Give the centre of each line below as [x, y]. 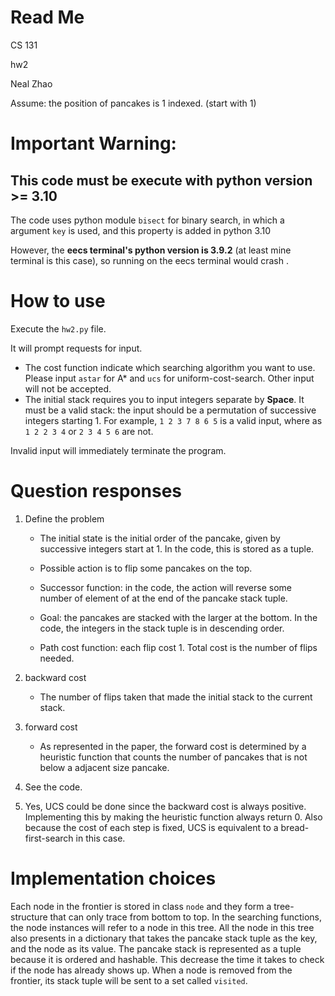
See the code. [53, 787]
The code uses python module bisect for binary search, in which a [147, 220]
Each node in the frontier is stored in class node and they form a [141, 906]
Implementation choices [113, 878]
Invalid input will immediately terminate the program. [118, 450]
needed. [57, 658]
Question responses [96, 491]
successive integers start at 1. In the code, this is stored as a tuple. [177, 548]
